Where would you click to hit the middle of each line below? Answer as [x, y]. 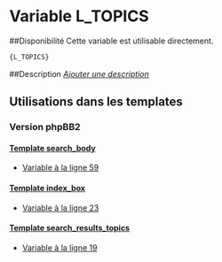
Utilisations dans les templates [96, 102]
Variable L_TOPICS [79, 16]
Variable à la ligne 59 [60, 168]
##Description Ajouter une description [79, 73]
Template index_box [48, 188]
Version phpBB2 [45, 127]
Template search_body [52, 148]
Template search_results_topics [70, 228]
